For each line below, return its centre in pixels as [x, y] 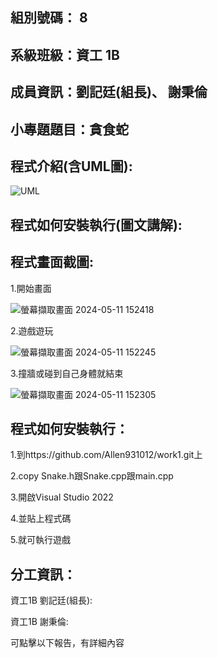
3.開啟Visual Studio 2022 [62, 497]
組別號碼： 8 [49, 18]
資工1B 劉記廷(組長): [51, 600]
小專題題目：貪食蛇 [69, 129]
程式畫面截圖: [52, 262]
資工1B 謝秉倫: [39, 622]
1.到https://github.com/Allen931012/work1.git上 [106, 455]
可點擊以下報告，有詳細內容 [67, 643]
